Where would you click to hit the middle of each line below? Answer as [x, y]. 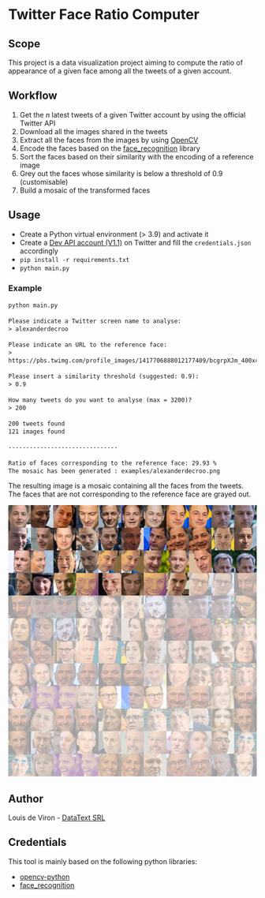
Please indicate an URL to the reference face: [88, 345]
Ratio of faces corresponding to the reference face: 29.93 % [112, 463]
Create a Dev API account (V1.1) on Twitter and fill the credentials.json [135, 242]
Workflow [33, 96]
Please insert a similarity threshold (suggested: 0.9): [104, 376]
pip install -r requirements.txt [75, 260]
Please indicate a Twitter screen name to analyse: [95, 321]
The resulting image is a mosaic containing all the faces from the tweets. [126, 485]
